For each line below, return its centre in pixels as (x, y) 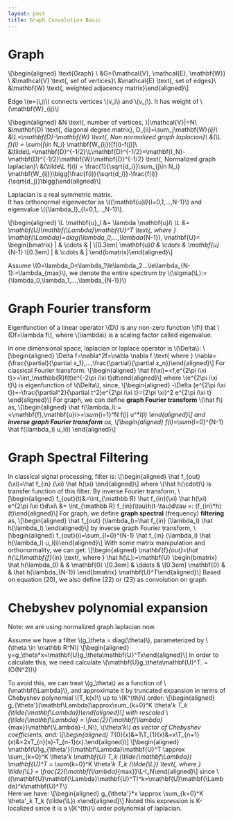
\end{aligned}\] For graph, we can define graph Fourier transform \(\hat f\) (115, 400)
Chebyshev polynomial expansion (108, 608)
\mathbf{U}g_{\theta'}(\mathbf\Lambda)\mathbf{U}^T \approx (97, 750)
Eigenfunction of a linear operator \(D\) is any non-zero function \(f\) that (112, 328)
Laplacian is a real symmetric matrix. (60, 195)
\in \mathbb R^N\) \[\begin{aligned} (79, 648)
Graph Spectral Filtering (78, 457)
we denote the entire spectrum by (118, 273)
